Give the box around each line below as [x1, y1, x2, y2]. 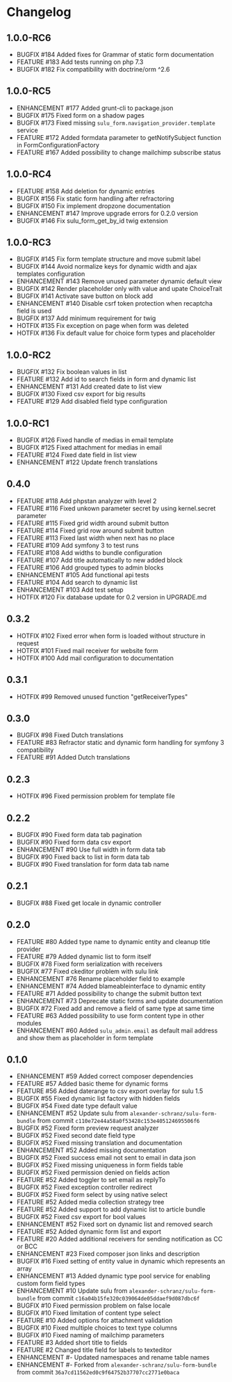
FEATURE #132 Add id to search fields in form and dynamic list [16, 375, 196, 384]
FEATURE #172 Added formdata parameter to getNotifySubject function [16, 133, 222, 141]
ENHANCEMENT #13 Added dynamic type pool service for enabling [16, 1272, 210, 1280]
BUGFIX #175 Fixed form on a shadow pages [16, 111, 145, 119]
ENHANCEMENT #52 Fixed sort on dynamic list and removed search [16, 1220, 213, 1229]
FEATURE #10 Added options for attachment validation [16, 1317, 173, 1325]
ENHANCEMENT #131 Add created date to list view [16, 382, 163, 391]
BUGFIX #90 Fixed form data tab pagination [16, 830, 142, 839]
